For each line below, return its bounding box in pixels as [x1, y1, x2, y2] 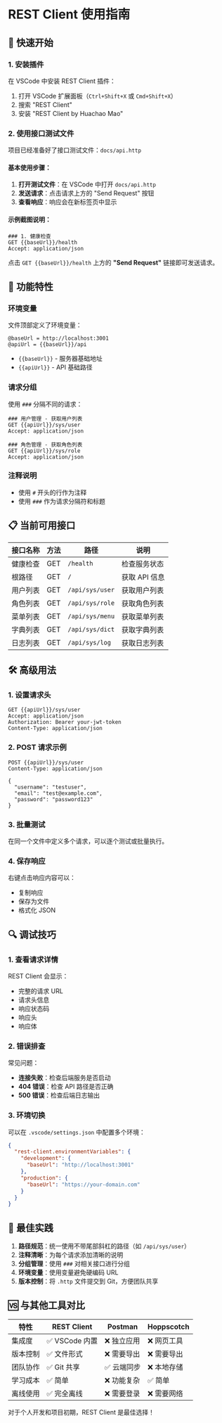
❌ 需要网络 [147, 1389, 183, 1398]
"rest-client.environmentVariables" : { [14, 1148, 131, 1156]
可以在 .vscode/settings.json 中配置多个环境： [8, 1128, 146, 1136]
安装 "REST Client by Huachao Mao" [18, 109, 124, 117]
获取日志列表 [121, 638, 164, 648]
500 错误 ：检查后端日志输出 [18, 1091, 100, 1099]
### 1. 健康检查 [8, 233, 51, 240]
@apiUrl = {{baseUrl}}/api [8, 341, 87, 348]
